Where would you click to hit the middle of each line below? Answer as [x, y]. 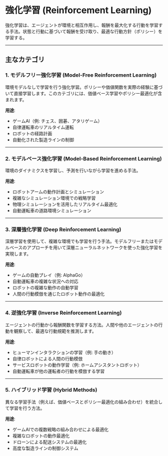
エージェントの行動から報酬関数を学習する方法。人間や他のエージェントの [82, 325]
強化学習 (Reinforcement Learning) [78, 10]
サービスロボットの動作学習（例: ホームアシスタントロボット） [77, 365]
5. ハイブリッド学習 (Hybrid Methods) [51, 390]
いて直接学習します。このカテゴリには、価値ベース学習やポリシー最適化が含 [84, 93]
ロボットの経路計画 [32, 133]
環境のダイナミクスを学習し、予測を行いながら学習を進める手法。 [73, 170]
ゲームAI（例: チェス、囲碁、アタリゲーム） [57, 121]
